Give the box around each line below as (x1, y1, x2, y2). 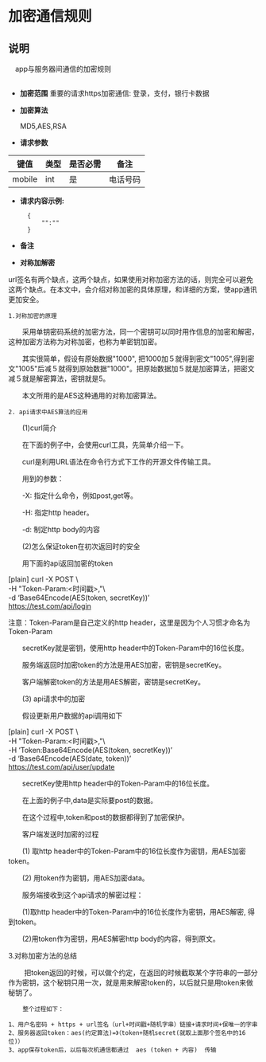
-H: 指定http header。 (21, 507, 94, 518)
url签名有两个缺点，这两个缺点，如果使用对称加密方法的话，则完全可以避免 (8, 275, 254, 284)
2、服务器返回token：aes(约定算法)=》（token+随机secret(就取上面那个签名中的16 (8, 1029, 246, 1037)
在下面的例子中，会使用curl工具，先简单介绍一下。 (21, 440, 188, 450)
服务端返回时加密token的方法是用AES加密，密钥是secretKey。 (21, 660, 226, 670)
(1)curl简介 (21, 423, 57, 433)
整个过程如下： (22, 1005, 64, 1013)
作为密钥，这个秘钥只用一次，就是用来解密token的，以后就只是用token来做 (8, 978, 254, 988)
